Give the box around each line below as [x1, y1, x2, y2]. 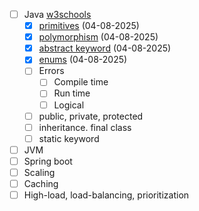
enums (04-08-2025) [38, 54, 128, 66]
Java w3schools [23, 9, 92, 20]
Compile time [53, 76, 109, 88]
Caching [23, 177, 59, 189]
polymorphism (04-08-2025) [38, 31, 159, 43]
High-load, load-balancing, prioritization [23, 189, 190, 201]
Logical [53, 99, 85, 111]
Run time [53, 87, 91, 99]
